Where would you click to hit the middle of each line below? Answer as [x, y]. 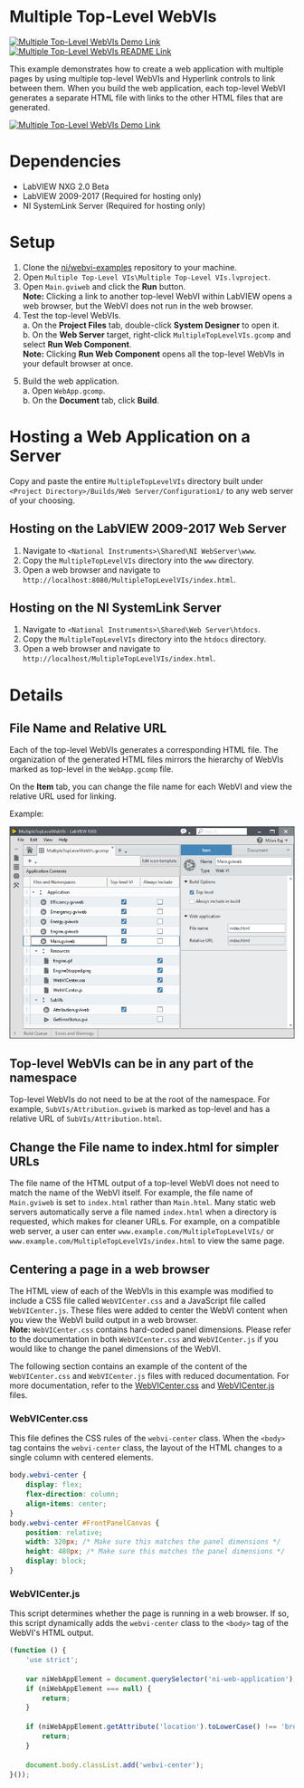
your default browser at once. [78, 363]
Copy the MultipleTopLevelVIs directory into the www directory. [138, 560]
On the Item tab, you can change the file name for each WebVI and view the [151, 787]
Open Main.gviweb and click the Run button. [104, 286]
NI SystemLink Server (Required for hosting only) [114, 205]
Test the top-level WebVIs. [71, 315]
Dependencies [65, 162]
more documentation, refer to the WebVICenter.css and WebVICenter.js [142, 1385]
